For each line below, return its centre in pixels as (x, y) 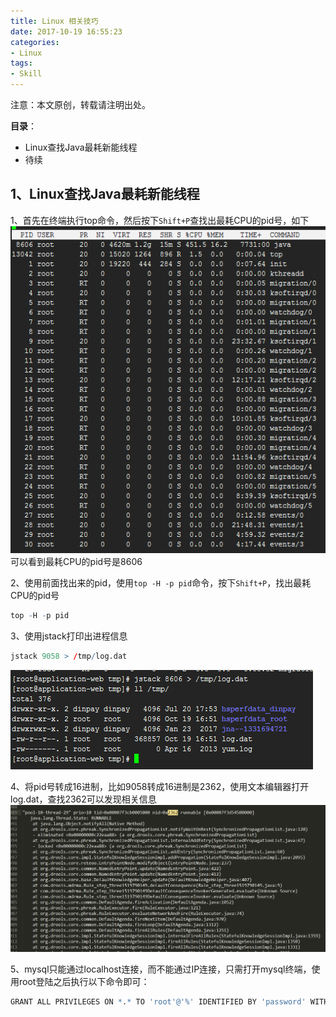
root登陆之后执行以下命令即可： (84, 981)
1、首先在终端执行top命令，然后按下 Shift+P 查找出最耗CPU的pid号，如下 (160, 220)
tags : (21, 63)
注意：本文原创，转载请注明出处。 (80, 104)
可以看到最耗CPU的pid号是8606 (76, 562)
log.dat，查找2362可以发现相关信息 (83, 799)
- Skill (26, 74)
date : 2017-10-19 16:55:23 (66, 31)
